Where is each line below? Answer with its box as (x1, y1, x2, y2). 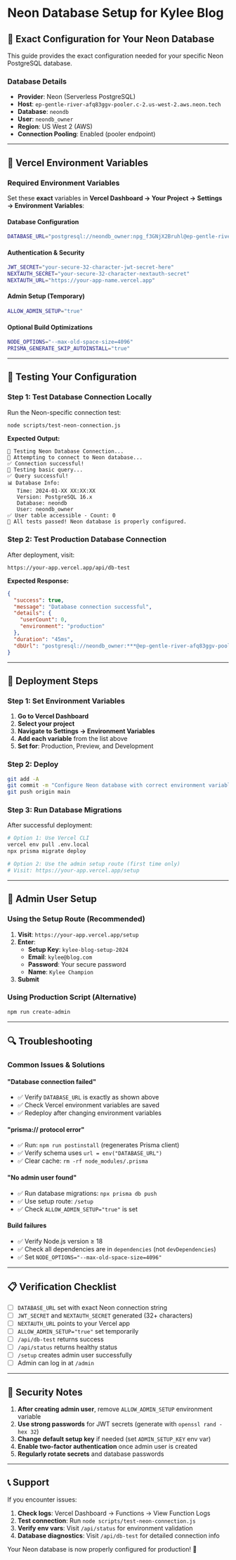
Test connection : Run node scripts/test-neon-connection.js (17, 1516, 196, 1525)
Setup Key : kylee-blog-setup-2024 (27, 945, 129, 953)
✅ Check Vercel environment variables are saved (17, 1101, 160, 1109)
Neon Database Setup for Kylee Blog (7, 5, 224, 21)
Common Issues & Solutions (7, 1059, 105, 1069)
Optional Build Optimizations (7, 323, 93, 331)
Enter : (17, 937, 37, 946)
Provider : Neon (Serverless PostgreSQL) (17, 93, 136, 101)
